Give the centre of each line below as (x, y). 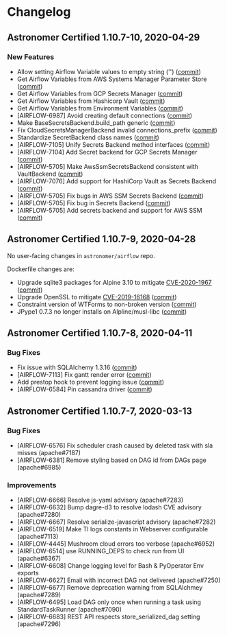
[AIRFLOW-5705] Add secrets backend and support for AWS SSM (110, 210)
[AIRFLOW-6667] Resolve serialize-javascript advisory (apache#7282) (116, 522)
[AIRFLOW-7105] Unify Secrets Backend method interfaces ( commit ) (113, 144)
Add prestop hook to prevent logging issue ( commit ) (91, 382)
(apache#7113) (38, 537)
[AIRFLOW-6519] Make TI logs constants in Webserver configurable (112, 529)
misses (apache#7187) (49, 453)
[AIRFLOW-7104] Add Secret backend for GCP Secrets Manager (107, 152)
